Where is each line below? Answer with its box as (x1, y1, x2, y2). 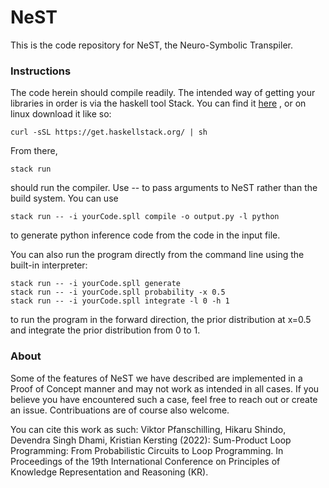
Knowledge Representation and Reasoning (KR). (10, 466, 209, 478)
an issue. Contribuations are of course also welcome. (10, 404, 230, 416)
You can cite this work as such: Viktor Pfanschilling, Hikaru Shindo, (10, 423, 287, 435)
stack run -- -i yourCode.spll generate (10, 279, 182, 289)
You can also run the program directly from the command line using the (10, 249, 305, 261)
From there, (10, 145, 58, 157)
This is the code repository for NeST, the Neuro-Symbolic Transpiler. (10, 39, 293, 51)
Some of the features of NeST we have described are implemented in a (10, 372, 303, 384)
